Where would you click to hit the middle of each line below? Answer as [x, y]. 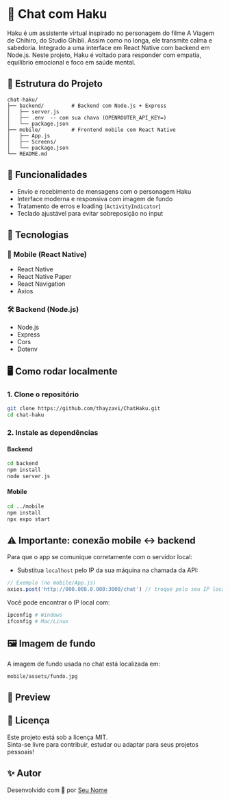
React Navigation [41, 284]
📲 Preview [29, 698]
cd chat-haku [26, 415]
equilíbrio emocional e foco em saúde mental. [71, 62]
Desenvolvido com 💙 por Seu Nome [57, 790]
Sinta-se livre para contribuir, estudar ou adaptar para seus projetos [103, 744]
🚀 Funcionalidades [47, 175]
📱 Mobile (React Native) [47, 254]
